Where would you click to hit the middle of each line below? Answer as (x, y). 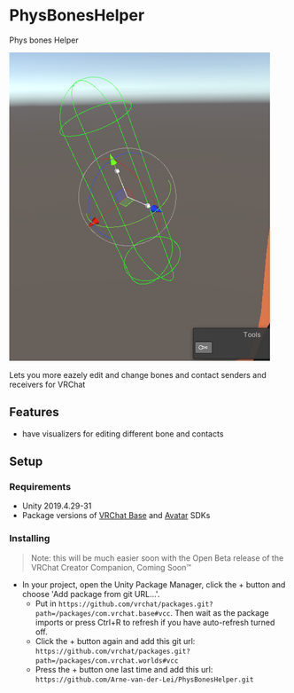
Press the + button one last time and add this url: (124, 669)
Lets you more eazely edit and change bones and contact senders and (138, 374)
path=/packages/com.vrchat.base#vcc (103, 613)
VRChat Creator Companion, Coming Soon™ (111, 567)
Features (34, 412)
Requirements (40, 487)
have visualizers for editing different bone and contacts (123, 433)
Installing (30, 539)
